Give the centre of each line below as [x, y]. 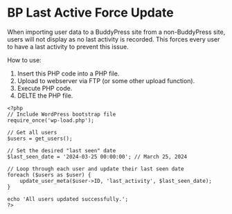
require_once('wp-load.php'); [51, 120]
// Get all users [32, 132]
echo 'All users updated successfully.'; [68, 199]
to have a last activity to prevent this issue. [68, 46]
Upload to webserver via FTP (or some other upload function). [106, 80]
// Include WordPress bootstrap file [62, 114]
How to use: [24, 60]
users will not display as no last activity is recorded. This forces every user [114, 39]
